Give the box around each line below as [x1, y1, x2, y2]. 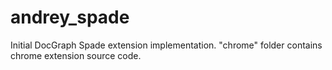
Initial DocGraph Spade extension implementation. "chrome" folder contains [10, 39, 323, 51]
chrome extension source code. [10, 49, 142, 61]
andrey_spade [10, 6, 130, 29]
